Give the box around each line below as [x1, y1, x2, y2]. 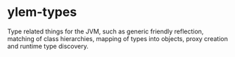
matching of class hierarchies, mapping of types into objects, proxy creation [7, 34, 229, 42]
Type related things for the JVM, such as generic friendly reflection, [7, 27, 204, 35]
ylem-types [7, 4, 77, 20]
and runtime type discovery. [7, 42, 89, 50]
